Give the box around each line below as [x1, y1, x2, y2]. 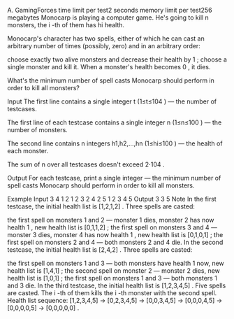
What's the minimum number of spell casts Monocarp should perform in [7, 76, 215, 85]
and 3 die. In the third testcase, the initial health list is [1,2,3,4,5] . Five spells [7, 281, 226, 290]
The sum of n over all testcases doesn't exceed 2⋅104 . [7, 160, 166, 169]
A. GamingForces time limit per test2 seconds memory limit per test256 [7, 6, 212, 14]
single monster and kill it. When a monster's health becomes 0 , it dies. [7, 63, 211, 71]
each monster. [7, 147, 49, 155]
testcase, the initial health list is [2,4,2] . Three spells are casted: [7, 246, 193, 254]
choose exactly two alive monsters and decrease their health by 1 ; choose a [7, 55, 227, 64]
